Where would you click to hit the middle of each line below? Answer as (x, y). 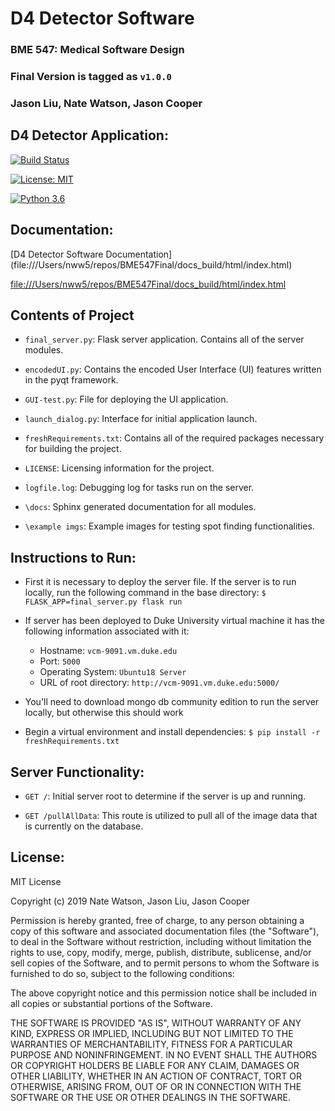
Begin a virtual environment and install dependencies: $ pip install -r (172, 732)
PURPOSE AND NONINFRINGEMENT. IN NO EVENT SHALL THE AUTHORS (164, 1054)
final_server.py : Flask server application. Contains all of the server (164, 339)
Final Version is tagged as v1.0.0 (91, 77)
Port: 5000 (60, 661)
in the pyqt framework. (71, 380)
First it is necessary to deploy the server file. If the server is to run (160, 582)
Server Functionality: (77, 772)
